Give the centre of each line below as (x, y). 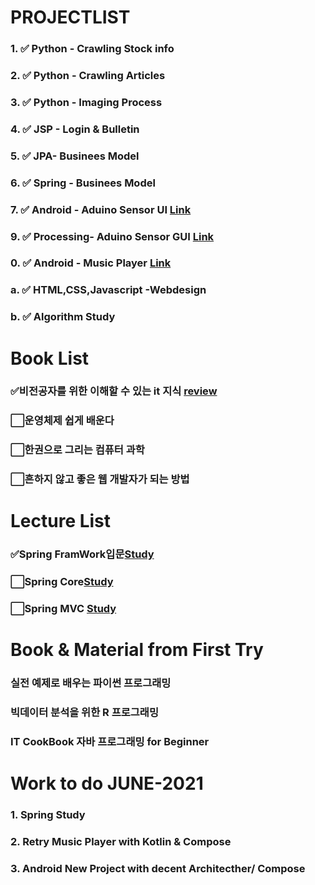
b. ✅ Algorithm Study (63, 317)
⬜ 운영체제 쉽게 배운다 (62, 421)
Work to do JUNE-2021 (107, 783)
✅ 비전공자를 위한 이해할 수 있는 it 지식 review (114, 391)
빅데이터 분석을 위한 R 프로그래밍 (84, 713)
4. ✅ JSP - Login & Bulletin (75, 129)
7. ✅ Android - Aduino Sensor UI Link (101, 209)
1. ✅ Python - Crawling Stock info (92, 49)
